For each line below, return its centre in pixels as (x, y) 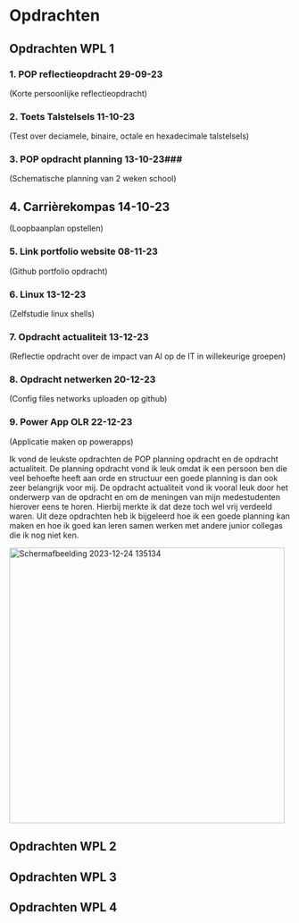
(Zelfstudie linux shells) (52, 313)
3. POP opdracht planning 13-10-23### (96, 159)
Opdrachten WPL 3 (63, 877)
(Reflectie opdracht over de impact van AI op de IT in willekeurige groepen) (148, 356)
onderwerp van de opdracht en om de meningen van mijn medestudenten (145, 496)
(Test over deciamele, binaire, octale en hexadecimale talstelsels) (129, 136)
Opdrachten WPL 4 (63, 907)
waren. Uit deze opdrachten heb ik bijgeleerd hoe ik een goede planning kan (149, 516)
